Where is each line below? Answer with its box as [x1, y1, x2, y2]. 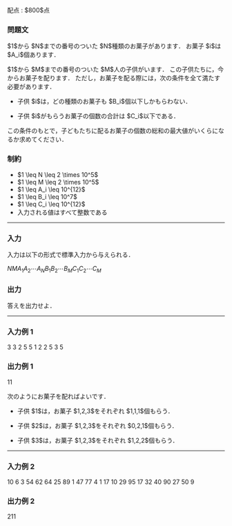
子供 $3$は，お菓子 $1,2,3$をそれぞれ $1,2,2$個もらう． [17, 436, 179, 444]
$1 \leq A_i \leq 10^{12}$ [17, 185, 86, 194]
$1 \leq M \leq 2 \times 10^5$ [17, 178, 99, 186]
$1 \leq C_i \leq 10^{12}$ [17, 200, 86, 208]
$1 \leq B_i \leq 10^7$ [17, 192, 77, 200]
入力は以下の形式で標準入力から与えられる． [7, 250, 135, 259]
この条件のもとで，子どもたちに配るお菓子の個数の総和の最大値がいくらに [7, 126, 219, 135]
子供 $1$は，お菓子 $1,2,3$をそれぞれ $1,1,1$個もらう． [17, 406, 174, 415]
